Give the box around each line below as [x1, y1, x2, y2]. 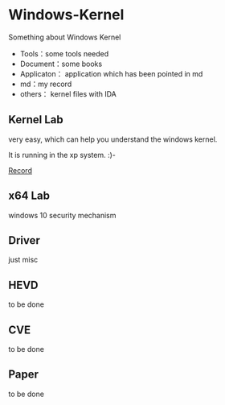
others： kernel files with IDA [19, 89, 117, 98]
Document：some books [19, 59, 103, 68]
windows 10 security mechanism [8, 210, 117, 220]
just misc [8, 255, 39, 265]
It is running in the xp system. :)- [8, 150, 117, 159]
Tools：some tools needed [19, 48, 109, 58]
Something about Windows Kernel [8, 32, 121, 42]
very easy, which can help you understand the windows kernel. [8, 134, 218, 144]
